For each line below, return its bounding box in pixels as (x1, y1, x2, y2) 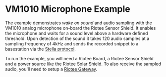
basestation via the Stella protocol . (5, 46, 76, 52)
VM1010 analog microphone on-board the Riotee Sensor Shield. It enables (5, 25, 156, 31)
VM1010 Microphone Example (5, 3, 130, 15)
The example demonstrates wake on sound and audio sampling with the (5, 20, 152, 26)
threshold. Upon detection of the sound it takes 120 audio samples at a (5, 36, 150, 41)
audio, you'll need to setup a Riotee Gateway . (5, 66, 98, 72)
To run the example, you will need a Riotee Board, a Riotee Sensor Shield (5, 55, 154, 61)
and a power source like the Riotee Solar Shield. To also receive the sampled (5, 61, 162, 67)
